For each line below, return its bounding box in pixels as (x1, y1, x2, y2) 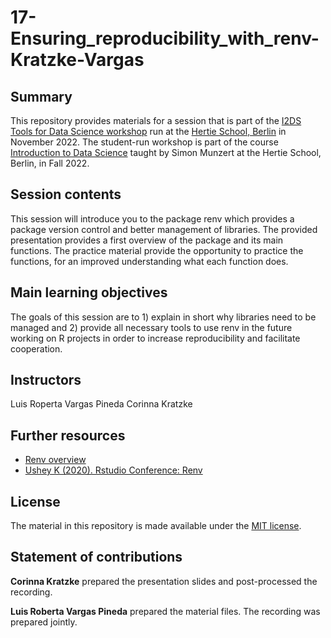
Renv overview (24, 454, 87, 466)
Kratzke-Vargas (10, 49, 145, 71)
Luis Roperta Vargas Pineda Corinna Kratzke (10, 398, 193, 410)
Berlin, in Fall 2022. (10, 157, 90, 169)
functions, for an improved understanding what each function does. (10, 255, 289, 267)
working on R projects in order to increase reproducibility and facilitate (10, 332, 301, 344)
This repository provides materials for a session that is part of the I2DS (10, 115, 302, 126)
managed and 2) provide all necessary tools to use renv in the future (10, 321, 293, 333)
